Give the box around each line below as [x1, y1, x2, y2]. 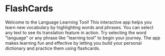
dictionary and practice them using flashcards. [5, 45, 101, 51]
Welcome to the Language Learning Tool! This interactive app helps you [5, 19, 152, 25]
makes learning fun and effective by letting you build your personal [5, 40, 142, 46]
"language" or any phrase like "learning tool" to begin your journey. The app [5, 35, 161, 41]
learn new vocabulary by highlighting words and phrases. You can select [5, 24, 154, 30]
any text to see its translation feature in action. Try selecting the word [5, 29, 147, 35]
